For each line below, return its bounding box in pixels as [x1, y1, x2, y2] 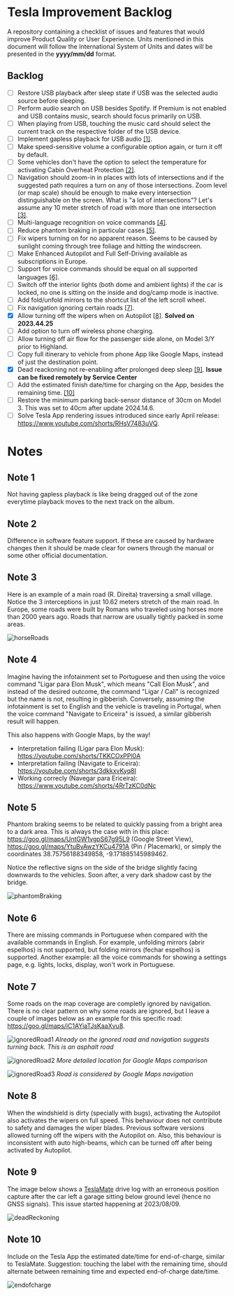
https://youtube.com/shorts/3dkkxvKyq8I [17, 766, 136, 774]
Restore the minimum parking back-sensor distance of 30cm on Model [17, 396, 221, 405]
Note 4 [7, 654, 38, 666]
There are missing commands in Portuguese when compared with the [7, 931, 208, 939]
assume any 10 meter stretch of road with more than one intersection [17, 204, 217, 212]
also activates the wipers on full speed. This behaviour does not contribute [7, 1116, 223, 1124]
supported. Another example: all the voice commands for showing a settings [7, 953, 227, 961]
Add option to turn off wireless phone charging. [17, 326, 154, 335]
